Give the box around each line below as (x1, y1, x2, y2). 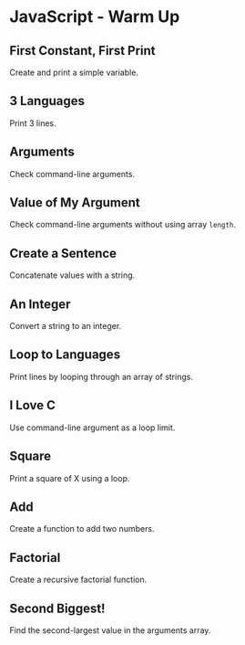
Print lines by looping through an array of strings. (9, 371, 194, 382)
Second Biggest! (9, 600, 106, 616)
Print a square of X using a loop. (9, 472, 130, 483)
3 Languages (9, 93, 85, 109)
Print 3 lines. (9, 117, 56, 129)
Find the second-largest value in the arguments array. (9, 624, 211, 636)
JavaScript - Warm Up (9, 6, 180, 27)
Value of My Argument (9, 195, 140, 211)
